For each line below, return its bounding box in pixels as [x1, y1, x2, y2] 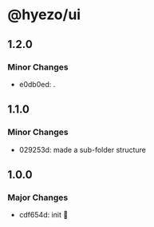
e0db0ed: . [18, 79, 56, 89]
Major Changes [7, 192, 69, 203]
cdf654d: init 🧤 [18, 210, 69, 220]
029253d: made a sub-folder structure [18, 145, 147, 154]
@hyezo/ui [7, 6, 81, 24]
